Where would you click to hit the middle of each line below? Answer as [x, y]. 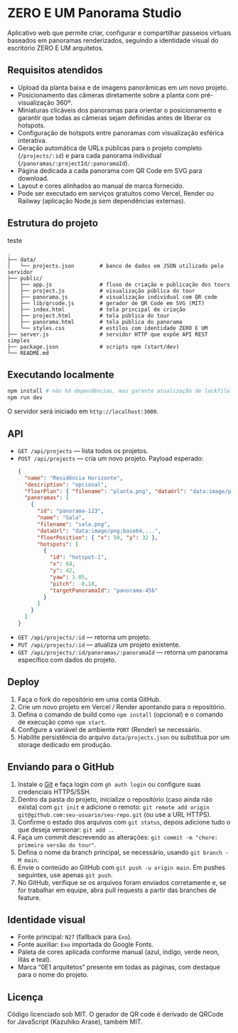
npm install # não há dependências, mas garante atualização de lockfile [119, 391]
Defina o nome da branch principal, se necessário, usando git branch [120, 852]
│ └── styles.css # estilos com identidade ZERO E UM [108, 328]
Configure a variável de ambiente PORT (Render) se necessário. [109, 729]
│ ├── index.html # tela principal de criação [97, 309]
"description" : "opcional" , [66, 484]
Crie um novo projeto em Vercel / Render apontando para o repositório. [121, 706]
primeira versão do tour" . [57, 844]
